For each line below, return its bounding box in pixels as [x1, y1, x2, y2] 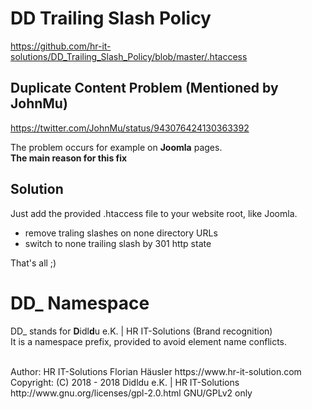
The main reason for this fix [10, 152, 128, 164]
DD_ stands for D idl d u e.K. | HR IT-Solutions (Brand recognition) [10, 325, 273, 337]
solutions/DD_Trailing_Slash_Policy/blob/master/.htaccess [10, 50, 248, 62]
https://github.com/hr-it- [10, 40, 112, 52]
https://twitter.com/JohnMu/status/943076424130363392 [10, 122, 250, 134]
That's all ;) [10, 257, 57, 269]
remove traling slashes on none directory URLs [24, 227, 218, 239]
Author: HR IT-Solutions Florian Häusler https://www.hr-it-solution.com [10, 365, 302, 377]
